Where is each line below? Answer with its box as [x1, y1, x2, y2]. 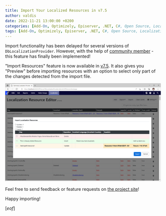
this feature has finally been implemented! [5, 53, 91, 59]
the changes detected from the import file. [5, 73, 91, 79]
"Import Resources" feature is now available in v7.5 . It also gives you [5, 63, 144, 69]
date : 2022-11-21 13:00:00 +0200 [5, 18, 74, 23]
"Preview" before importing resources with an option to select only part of [5, 68, 156, 74]
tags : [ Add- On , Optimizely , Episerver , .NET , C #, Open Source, [5, 29, 138, 34]
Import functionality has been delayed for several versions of [5, 43, 129, 49]
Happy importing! [5, 195, 41, 202]
